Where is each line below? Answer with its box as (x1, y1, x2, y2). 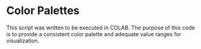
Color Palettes (6, 4, 80, 18)
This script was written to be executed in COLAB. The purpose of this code (6, 24, 196, 31)
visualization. (6, 37, 40, 44)
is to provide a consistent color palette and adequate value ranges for (6, 30, 181, 37)
